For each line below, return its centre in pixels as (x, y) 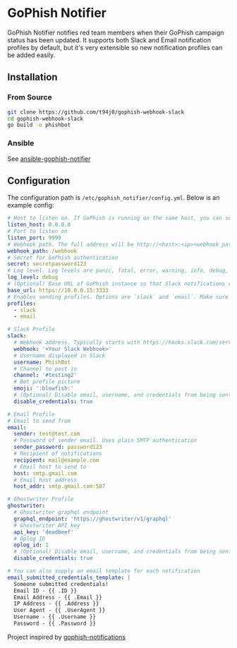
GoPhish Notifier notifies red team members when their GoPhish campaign (116, 32)
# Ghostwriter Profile (41, 499)
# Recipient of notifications (58, 454)
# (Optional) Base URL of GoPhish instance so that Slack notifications (116, 284)
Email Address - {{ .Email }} (58, 597)
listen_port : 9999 (34, 238)
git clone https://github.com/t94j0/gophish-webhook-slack (96, 112)
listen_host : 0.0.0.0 (39, 225)
